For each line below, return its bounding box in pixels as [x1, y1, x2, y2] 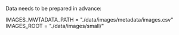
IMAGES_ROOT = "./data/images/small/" [5, 23, 104, 29]
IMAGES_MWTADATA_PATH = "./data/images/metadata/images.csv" [5, 16, 174, 23]
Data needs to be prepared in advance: [5, 5, 102, 12]
